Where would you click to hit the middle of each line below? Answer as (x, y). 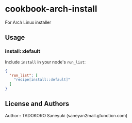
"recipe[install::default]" (42, 80)
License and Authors (37, 104)
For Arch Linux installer (28, 22)
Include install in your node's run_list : (45, 62)
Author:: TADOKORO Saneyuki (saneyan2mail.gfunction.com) (66, 115)
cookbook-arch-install (51, 9)
